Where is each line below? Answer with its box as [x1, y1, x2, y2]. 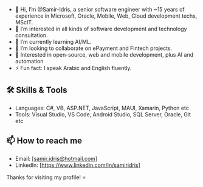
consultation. [15, 32, 48, 39]
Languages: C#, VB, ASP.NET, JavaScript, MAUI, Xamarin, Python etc [15, 104, 190, 111]
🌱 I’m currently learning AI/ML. [15, 38, 92, 45]
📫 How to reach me [6, 136, 83, 146]
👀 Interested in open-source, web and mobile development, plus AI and [15, 51, 194, 58]
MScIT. [15, 19, 33, 26]
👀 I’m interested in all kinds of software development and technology [15, 25, 187, 32]
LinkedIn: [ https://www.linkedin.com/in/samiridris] [15, 161, 141, 169]
